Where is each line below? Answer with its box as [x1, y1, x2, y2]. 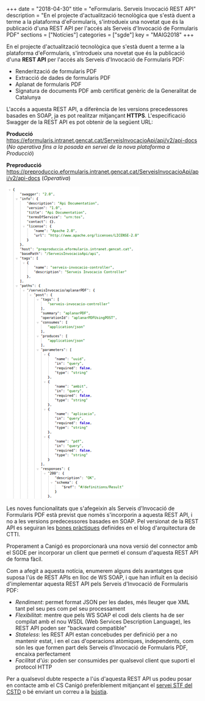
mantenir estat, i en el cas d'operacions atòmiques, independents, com [15, 638, 194, 644]
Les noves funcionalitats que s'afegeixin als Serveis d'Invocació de [6, 505, 175, 512]
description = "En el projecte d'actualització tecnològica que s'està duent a [6, 12, 195, 19]
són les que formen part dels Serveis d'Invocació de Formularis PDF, [15, 644, 188, 651]
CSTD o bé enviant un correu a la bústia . [6, 688, 109, 695]
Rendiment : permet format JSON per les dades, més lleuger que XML [15, 599, 190, 606]
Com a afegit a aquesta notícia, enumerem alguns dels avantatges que [6, 567, 184, 574]
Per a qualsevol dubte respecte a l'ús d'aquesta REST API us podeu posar [6, 675, 192, 682]
